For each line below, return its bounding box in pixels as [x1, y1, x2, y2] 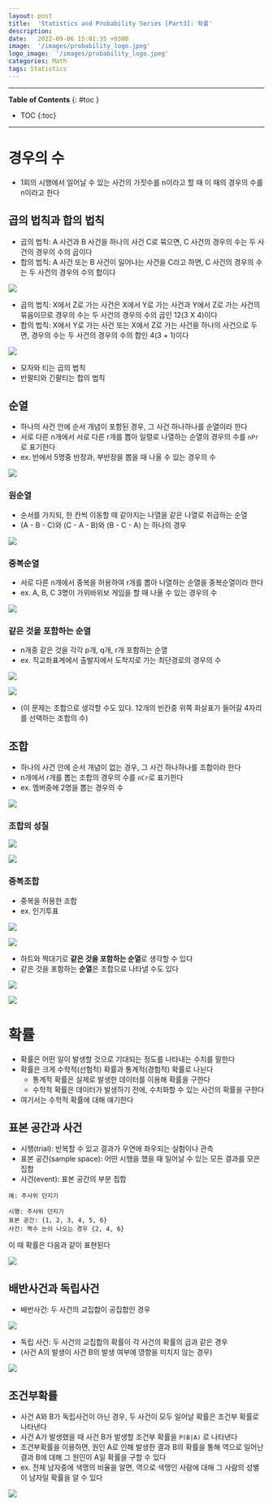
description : [8, 27, 53, 35]
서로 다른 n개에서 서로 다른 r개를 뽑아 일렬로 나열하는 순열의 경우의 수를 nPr [19, 432, 259, 442]
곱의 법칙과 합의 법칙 [8, 214, 105, 227]
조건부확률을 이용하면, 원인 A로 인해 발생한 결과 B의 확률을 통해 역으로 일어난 [19, 1442, 264, 1452]
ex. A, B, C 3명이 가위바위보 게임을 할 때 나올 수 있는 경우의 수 [19, 587, 218, 597]
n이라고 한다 [19, 188, 60, 197]
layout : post [8, 11, 53, 20]
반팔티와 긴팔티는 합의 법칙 [19, 373, 106, 383]
